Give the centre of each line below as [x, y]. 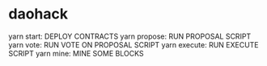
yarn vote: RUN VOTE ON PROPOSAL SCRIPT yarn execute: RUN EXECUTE [133, 44]
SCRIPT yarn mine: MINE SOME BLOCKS [76, 53]
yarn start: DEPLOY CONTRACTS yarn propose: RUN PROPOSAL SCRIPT [130, 36]
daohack [38, 14]
